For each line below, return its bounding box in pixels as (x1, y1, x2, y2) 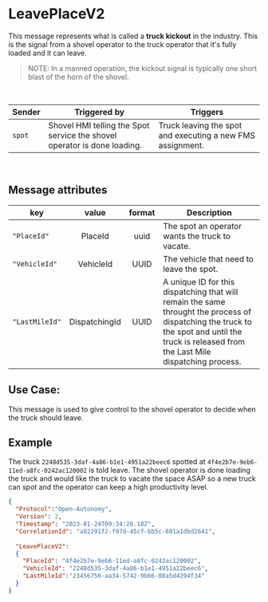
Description (186, 207, 233, 218)
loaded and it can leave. (8, 48, 87, 57)
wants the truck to (163, 230, 231, 242)
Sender (12, 106, 41, 117)
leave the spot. (163, 263, 219, 274)
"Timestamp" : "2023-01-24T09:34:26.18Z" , (15, 520, 156, 528)
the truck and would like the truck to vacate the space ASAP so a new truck (8, 474, 257, 483)
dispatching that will (163, 286, 238, 297)
